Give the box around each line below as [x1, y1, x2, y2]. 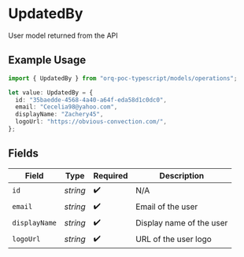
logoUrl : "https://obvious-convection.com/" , [15, 118, 168, 126]
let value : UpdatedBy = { [8, 88, 93, 97]
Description [159, 170, 205, 181]
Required [93, 170, 128, 181]
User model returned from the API [8, 31, 118, 40]
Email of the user [135, 201, 198, 212]
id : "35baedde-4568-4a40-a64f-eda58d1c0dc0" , [15, 96, 168, 104]
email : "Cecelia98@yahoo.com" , [15, 103, 118, 111]
